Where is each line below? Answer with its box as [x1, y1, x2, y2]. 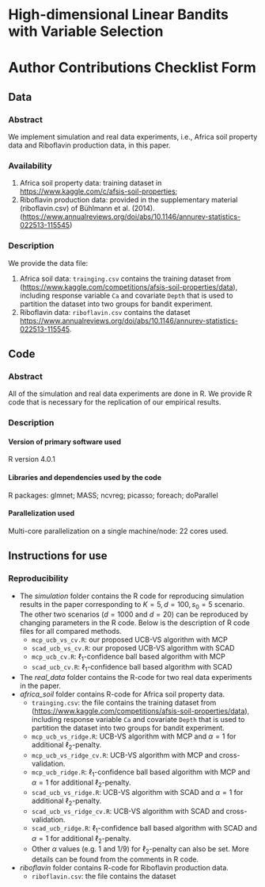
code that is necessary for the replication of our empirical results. [8, 397, 221, 407]
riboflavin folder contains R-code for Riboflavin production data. [19, 862, 229, 872]
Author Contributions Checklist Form [8, 59, 257, 77]
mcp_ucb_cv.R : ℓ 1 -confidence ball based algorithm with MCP [31, 652, 225, 663]
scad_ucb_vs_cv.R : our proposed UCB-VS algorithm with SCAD [31, 643, 235, 653]
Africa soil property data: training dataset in [19, 179, 162, 188]
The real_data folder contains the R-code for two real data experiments [19, 672, 252, 682]
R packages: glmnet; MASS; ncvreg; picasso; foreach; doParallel [8, 490, 219, 500]
